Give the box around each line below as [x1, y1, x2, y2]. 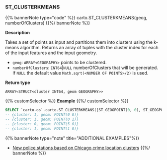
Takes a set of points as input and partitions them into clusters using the [5, 39, 153, 45]
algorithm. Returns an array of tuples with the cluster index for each [20, 45, 159, 51]
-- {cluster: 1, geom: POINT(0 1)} [5, 117, 79, 122]
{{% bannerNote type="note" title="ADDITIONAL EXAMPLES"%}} [5, 135, 140, 141]
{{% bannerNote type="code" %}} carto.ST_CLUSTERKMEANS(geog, [5, 15, 148, 21]
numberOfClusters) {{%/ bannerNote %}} [5, 20, 90, 26]
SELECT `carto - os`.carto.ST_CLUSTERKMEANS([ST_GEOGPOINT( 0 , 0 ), [5, 108, 141, 113]
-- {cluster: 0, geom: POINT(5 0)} [5, 121, 79, 126]
